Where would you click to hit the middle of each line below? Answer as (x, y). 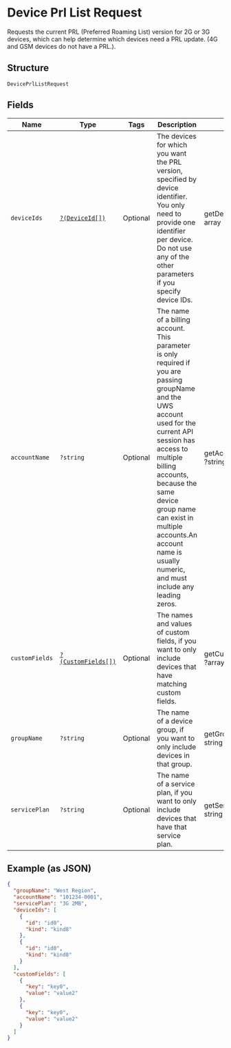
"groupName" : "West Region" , (55, 891)
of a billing (174, 320)
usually (168, 561)
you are (169, 371)
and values (175, 624)
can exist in (175, 517)
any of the (173, 256)
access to (173, 449)
